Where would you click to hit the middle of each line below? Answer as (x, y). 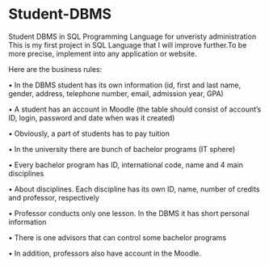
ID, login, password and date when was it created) (92, 117)
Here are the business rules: (55, 69)
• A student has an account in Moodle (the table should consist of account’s (135, 109)
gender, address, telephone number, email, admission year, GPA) (116, 93)
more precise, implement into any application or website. (103, 53)
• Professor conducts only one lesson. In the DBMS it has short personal (129, 213)
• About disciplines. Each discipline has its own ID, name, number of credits (134, 189)
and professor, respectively (54, 197)
